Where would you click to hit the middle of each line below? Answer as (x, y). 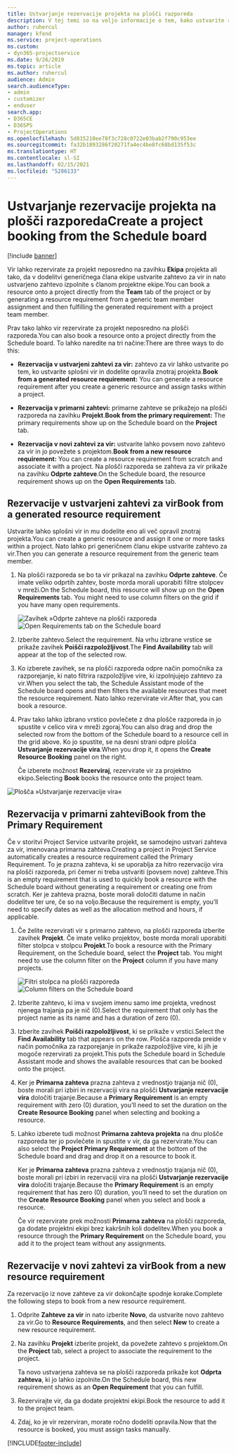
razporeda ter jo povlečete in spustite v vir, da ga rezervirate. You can (117, 1141)
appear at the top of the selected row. (72, 655)
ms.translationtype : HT (42, 152)
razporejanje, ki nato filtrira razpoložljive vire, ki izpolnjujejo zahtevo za (120, 676)
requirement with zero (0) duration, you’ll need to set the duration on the (122, 1105)
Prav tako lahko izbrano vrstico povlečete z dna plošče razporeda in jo (119, 719)
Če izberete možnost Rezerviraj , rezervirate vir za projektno (104, 771)
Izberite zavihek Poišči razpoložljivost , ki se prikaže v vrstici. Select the (121, 1032)
